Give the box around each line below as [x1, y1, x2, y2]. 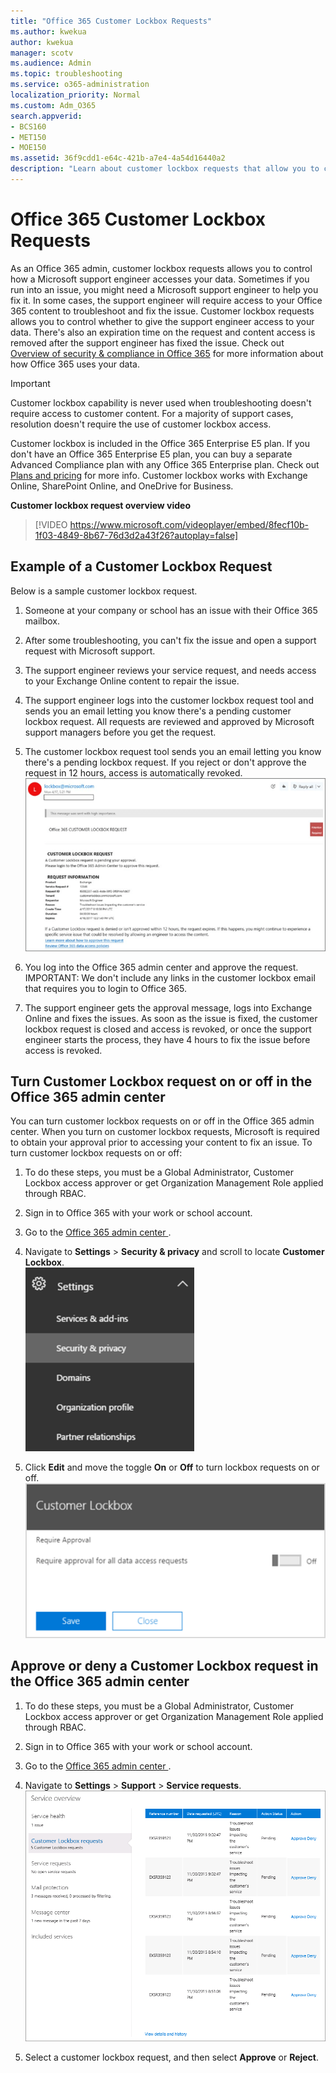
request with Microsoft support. [24, 645, 156, 657]
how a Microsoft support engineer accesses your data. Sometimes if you [10, 273, 310, 285]
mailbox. [24, 615, 61, 627]
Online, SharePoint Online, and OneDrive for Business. [10, 480, 234, 492]
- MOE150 [10, 143, 47, 153]
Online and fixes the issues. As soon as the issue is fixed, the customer [24, 1012, 318, 1024]
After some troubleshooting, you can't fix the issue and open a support [24, 634, 317, 646]
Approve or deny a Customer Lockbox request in [10, 1658, 319, 1675]
